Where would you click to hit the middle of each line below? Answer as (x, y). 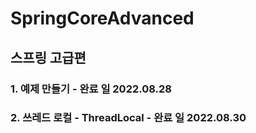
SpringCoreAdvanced (102, 18)
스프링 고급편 (48, 57)
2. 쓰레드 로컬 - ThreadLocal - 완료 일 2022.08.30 (128, 118)
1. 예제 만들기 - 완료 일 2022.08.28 (91, 89)
